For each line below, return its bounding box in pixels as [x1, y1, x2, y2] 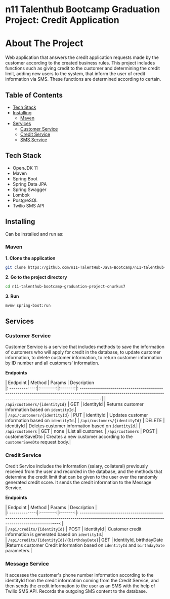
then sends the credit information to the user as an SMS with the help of [5, 583, 155, 589]
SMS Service [20, 136, 48, 143]
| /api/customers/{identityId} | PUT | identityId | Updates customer [5, 412, 148, 418]
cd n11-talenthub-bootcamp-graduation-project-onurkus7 [5, 283, 125, 289]
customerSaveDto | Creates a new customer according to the [5, 433, 133, 440]
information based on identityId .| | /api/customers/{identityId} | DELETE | [5, 418, 165, 424]
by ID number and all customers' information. [5, 360, 100, 366]
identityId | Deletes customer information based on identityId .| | [5, 423, 141, 429]
